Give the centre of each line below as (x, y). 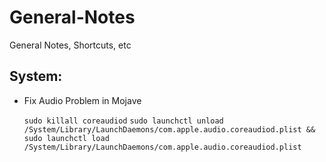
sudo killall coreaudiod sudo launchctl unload (123, 121)
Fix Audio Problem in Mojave (82, 100)
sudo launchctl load (66, 138)
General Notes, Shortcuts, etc (70, 45)
